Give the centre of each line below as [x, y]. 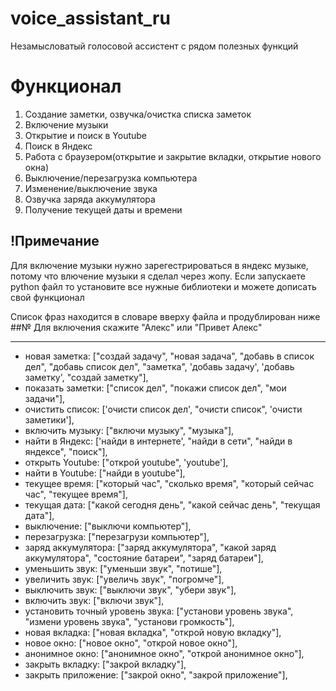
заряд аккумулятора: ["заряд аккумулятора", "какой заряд [150, 547]
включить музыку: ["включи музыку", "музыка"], [129, 430]
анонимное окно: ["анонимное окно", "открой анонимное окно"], [164, 653]
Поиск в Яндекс [58, 146]
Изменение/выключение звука [91, 188]
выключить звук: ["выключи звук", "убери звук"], [130, 589]
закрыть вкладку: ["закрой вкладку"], [105, 664]
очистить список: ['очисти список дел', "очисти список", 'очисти [163, 409]
